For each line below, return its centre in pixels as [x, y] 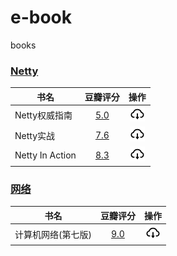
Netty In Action [45, 155]
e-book [41, 17]
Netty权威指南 [43, 115]
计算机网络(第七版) [53, 234]
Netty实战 [35, 135]
